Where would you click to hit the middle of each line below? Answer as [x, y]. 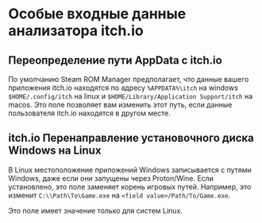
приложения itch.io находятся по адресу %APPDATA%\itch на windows [123, 88]
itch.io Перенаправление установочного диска [131, 138]
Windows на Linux [55, 151]
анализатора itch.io [76, 31]
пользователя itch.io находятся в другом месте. [89, 113]
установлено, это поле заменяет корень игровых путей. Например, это [130, 186]
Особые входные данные [97, 14]
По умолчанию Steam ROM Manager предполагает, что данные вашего [129, 79]
